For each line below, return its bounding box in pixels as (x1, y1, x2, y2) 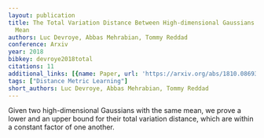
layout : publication (8, 11, 76, 20)
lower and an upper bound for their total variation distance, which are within (8, 114, 254, 124)
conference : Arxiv (8, 41, 68, 49)
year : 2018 (8, 48, 44, 56)
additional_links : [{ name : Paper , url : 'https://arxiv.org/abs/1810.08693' (8, 70, 262, 78)
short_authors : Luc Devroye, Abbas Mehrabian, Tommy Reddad (8, 84, 210, 93)
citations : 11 (8, 63, 55, 71)
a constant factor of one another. (8, 122, 115, 132)
